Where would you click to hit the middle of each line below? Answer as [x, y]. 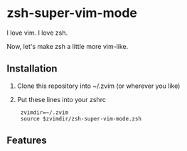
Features [27, 141]
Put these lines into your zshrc [61, 99]
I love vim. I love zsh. [37, 33]
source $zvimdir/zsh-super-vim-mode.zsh [81, 118]
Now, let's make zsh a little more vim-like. [68, 46]
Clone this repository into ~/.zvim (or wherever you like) [98, 86]
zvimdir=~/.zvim [44, 112]
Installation [32, 69]
